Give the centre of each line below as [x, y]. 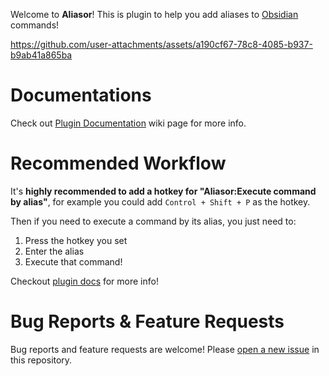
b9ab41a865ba [41, 55]
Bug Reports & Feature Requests [147, 321]
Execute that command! [73, 261]
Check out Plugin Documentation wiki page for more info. [128, 123]
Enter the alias [54, 251]
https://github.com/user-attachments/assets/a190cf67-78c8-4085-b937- [161, 44]
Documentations [81, 95]
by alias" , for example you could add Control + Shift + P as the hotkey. [160, 201]
